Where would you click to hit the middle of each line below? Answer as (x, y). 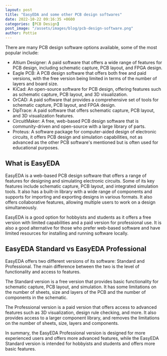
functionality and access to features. (43, 272)
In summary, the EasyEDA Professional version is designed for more (75, 333)
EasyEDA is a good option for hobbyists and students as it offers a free (78, 217)
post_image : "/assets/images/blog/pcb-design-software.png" (69, 29)
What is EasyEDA (33, 163)
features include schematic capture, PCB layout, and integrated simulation (82, 186)
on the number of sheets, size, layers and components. (62, 323)
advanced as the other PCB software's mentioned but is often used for (85, 142)
